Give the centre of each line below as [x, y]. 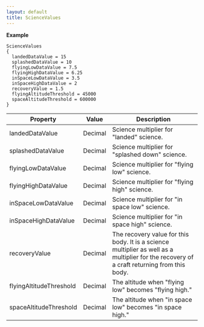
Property [43, 119]
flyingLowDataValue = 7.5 [45, 67]
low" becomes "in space [147, 307]
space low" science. [141, 207]
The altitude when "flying [148, 282]
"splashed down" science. [149, 154]
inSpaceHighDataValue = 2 [45, 83]
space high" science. [142, 224]
